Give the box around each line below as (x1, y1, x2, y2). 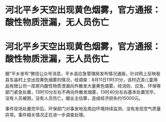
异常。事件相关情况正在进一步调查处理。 (5, 112, 87, 118)
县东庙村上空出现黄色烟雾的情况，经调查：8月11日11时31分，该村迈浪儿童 (5, 77, 154, 83)
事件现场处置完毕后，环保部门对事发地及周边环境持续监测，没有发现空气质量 (5, 106, 161, 112)
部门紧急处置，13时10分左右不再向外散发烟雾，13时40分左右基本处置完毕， (5, 89, 159, 95)
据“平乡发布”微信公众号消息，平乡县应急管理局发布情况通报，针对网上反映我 (5, 71, 161, 77)
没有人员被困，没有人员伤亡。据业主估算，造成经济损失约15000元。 (5, 95, 143, 101)
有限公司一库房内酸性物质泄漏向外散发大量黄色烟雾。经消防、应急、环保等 (9, 83, 161, 89)
